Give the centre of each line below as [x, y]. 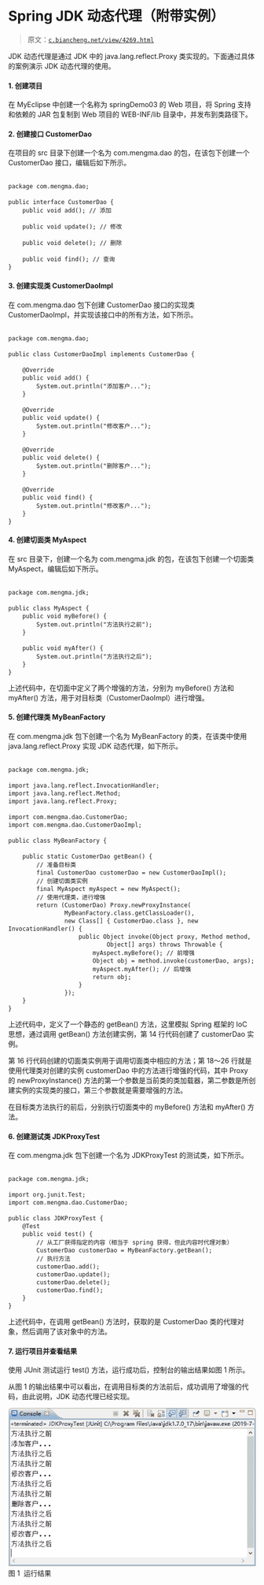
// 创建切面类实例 [62, 881]
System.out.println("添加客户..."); [94, 386]
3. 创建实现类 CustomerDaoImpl [61, 285]
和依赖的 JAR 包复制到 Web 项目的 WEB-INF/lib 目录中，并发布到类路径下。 [130, 114]
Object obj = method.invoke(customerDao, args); [174, 961]
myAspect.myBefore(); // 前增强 [143, 953]
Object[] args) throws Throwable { [165, 945]
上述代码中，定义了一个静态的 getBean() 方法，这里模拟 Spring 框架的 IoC [128, 1024]
